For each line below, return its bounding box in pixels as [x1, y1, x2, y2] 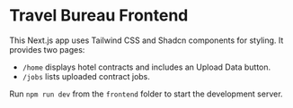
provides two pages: [9, 44, 85, 54]
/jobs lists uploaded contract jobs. [22, 71, 151, 81]
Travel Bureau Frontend [9, 5, 189, 26]
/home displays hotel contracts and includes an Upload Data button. [22, 62, 271, 72]
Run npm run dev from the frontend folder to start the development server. [9, 88, 283, 99]
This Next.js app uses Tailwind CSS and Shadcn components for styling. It [9, 35, 284, 46]
